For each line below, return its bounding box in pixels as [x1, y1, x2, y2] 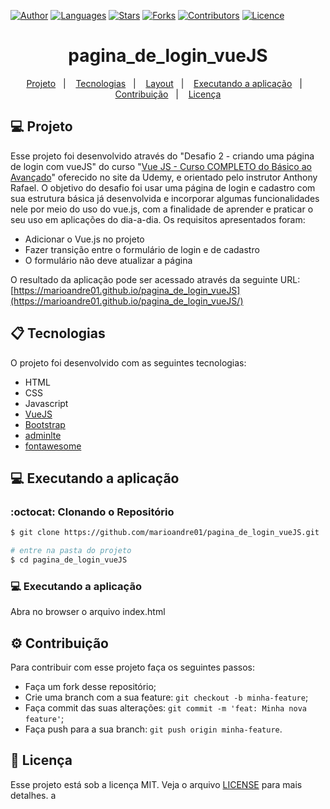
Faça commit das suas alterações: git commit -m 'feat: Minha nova [24, 701, 307, 714]
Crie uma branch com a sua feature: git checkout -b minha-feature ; [24, 691, 309, 703]
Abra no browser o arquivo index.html [10, 606, 166, 618]
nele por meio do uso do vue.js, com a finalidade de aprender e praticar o [10, 203, 314, 215]
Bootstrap [24, 418, 66, 430]
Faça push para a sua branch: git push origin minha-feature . [24, 723, 283, 735]
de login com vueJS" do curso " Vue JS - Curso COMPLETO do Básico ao [10, 160, 312, 172]
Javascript [24, 397, 69, 409]
